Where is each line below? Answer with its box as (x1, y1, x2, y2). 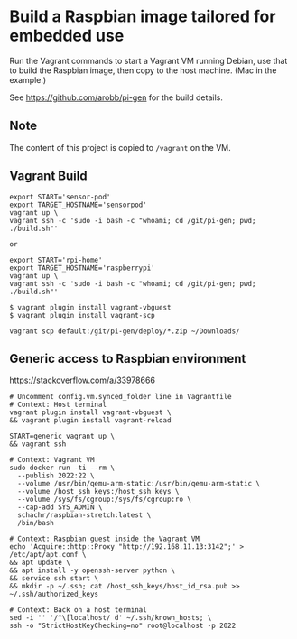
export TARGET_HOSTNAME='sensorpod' (9, 200, 147, 209)
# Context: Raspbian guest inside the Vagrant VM (9, 534, 200, 543)
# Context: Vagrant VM (9, 456, 95, 465)
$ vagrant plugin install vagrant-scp (9, 310, 155, 319)
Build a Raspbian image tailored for (9, 6, 276, 27)
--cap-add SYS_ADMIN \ (17, 503, 103, 512)
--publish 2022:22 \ (17, 471, 95, 480)
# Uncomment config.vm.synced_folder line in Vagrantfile (9, 393, 232, 402)
